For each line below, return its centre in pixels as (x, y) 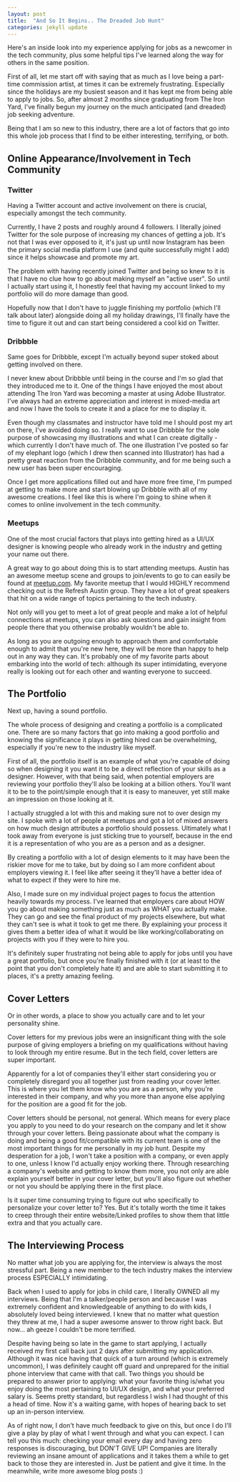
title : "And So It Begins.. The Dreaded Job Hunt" (86, 21)
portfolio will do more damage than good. (68, 294)
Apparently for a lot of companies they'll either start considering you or (112, 1074)
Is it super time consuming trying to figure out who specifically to (103, 1200)
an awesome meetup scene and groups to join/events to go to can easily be (119, 575)
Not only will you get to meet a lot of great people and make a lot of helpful (117, 612)
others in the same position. (48, 63)
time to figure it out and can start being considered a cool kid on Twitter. (114, 323)
